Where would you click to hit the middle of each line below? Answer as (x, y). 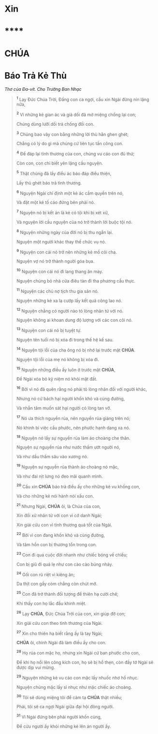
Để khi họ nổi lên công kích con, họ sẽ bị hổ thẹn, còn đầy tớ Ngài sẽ (85, 662)
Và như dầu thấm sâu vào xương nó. (52, 457)
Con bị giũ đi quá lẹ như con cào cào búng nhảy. (65, 564)
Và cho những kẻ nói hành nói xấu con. (55, 496)
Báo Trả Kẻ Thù (36, 75)
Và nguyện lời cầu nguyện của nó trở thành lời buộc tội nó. (74, 222)
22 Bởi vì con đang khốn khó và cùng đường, (60, 535)
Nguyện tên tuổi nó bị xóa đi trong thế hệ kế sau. (65, 340)
